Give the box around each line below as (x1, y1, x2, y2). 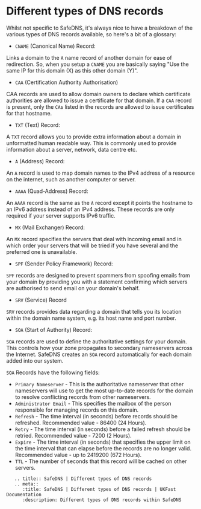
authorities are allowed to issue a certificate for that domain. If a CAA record (6, 97, 192, 104)
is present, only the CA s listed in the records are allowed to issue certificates (6, 103, 194, 110)
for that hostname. (6, 109, 52, 117)
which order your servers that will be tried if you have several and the (6, 242, 179, 249)
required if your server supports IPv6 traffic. (6, 212, 116, 219)
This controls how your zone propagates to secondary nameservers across (6, 344, 193, 351)
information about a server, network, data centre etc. (6, 146, 137, 153)
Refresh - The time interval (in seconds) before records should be (14, 412, 178, 420)
